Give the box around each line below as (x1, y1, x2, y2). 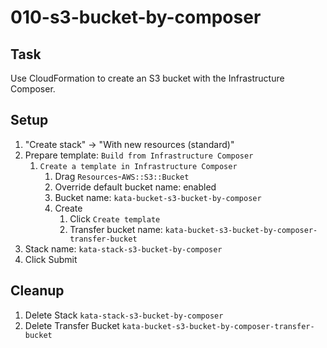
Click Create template (69, 212, 161, 225)
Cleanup (10, 282, 65, 300)
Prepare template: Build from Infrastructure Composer (24, 149, 254, 161)
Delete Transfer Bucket (24, 319, 120, 331)
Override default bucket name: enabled (54, 181, 217, 193)
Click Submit (24, 253, 78, 265)
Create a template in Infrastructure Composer (39, 161, 238, 171)
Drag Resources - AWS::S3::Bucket (54, 170, 190, 182)
